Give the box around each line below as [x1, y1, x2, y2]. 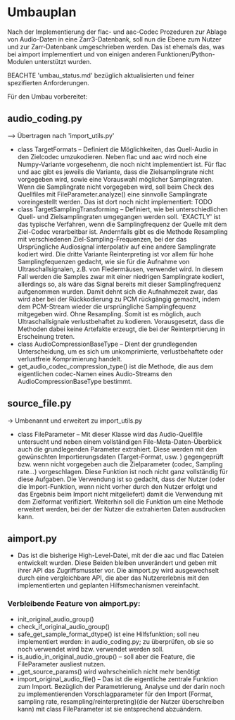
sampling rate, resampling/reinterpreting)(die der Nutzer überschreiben [17, 697, 224, 705]
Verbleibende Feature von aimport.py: [7, 599, 141, 609]
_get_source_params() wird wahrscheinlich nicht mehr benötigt [17, 667, 201, 676]
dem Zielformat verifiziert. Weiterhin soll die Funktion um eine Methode [17, 497, 224, 506]
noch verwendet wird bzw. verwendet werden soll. [17, 645, 164, 653]
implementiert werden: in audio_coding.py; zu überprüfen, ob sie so [17, 637, 215, 645]
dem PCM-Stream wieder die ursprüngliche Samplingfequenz [17, 302, 197, 311]
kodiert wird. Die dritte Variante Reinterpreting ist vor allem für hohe [17, 249, 215, 258]
